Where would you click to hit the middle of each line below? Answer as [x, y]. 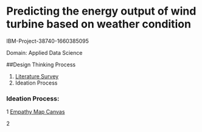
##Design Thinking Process [41, 64]
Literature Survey [37, 76]
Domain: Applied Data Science [44, 52]
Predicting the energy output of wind [101, 11]
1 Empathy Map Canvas [36, 112]
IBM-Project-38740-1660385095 [48, 41]
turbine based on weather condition [99, 24]
